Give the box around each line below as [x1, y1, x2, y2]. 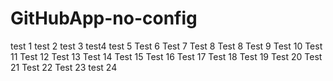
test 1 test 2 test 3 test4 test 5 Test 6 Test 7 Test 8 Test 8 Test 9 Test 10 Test [10, 40, 323, 52]
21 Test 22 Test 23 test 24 [10, 61, 118, 73]
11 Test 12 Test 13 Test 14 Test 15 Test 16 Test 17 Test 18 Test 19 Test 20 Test [10, 50, 323, 62]
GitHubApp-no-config [10, 7, 198, 30]
